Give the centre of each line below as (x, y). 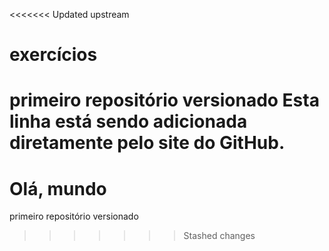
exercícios (53, 55)
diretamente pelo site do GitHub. (147, 143)
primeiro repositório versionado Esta (164, 100)
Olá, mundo (58, 188)
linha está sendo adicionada (128, 121)
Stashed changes (219, 236)
